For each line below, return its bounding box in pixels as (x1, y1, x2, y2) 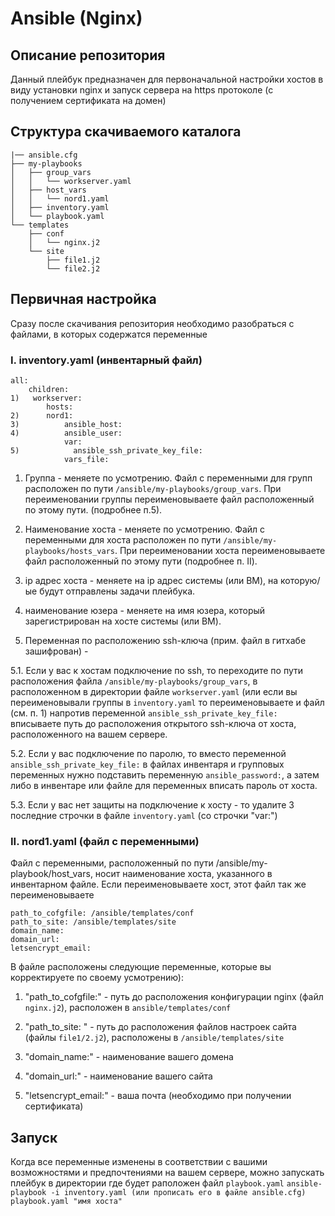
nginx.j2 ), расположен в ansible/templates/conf (24, 1002, 232, 1014)
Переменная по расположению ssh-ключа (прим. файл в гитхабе (24, 634, 307, 646)
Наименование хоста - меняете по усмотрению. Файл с (24, 523, 266, 535)
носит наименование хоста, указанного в (94, 868, 273, 880)
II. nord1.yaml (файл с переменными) (10, 834, 200, 848)
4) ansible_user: (10, 428, 123, 438)
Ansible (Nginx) (10, 7, 143, 30)
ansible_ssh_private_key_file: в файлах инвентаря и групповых (10, 758, 285, 770)
